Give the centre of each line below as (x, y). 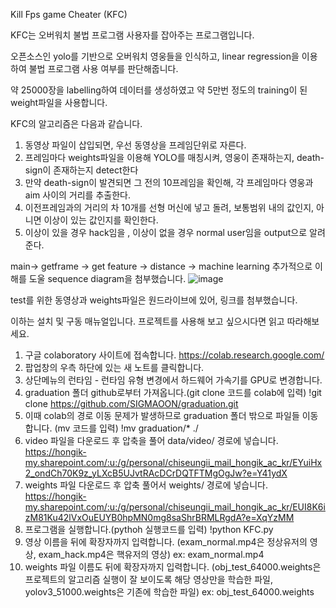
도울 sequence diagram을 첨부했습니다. (107, 278)
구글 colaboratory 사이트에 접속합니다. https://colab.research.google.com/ (174, 355)
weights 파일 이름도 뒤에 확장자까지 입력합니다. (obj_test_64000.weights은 (173, 567)
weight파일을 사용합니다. (59, 102)
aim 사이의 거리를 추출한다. (77, 195)
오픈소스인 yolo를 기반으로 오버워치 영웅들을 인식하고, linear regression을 (155, 56)
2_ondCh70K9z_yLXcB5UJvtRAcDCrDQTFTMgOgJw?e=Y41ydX (156, 473)
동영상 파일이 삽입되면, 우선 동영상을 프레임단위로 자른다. (135, 145)
